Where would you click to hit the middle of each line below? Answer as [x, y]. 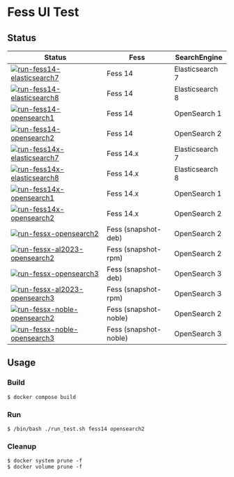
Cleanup [22, 446]
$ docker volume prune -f [45, 467]
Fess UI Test [43, 12]
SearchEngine [199, 57]
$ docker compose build [42, 397]
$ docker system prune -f [45, 461]
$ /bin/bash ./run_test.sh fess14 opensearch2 [76, 429]
